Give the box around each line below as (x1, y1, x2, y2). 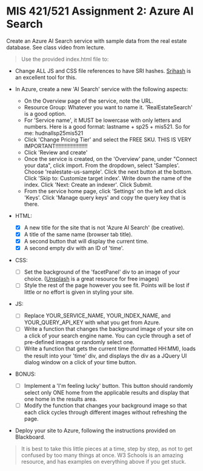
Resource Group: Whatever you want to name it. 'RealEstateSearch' (24, 103, 193, 110)
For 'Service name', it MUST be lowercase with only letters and (24, 117, 182, 124)
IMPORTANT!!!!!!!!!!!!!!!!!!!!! (24, 142, 88, 149)
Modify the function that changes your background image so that (24, 402, 187, 409)
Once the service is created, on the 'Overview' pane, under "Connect (24, 155, 198, 162)
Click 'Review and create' (24, 149, 88, 156)
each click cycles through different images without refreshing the (24, 408, 187, 416)
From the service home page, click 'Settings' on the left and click (24, 187, 187, 195)
